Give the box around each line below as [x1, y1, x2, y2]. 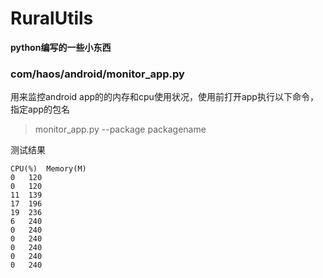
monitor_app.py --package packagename [34, 123, 207, 136]
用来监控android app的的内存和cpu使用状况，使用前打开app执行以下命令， [10, 91, 319, 103]
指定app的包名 [10, 103, 71, 116]
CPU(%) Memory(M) [10, 164, 87, 174]
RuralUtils [10, 7, 94, 30]
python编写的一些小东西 [10, 41, 112, 53]
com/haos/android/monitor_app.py [10, 67, 185, 81]
